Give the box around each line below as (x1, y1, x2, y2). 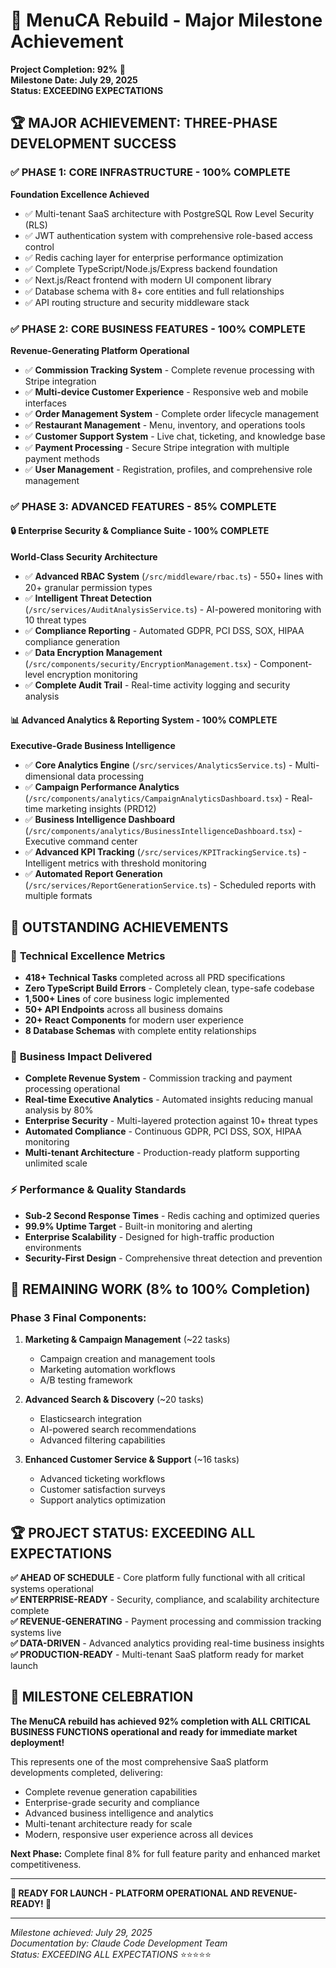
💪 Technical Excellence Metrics (10, 949, 166, 963)
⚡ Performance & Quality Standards (10, 1183, 187, 1197)
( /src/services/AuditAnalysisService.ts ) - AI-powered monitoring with (24, 604, 322, 616)
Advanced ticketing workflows (39, 1473, 166, 1485)
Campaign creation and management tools (39, 1353, 216, 1365)
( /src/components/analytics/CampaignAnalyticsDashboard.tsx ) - (24, 792, 290, 804)
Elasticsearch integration (39, 1413, 143, 1425)
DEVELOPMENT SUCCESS (10, 135, 177, 153)
